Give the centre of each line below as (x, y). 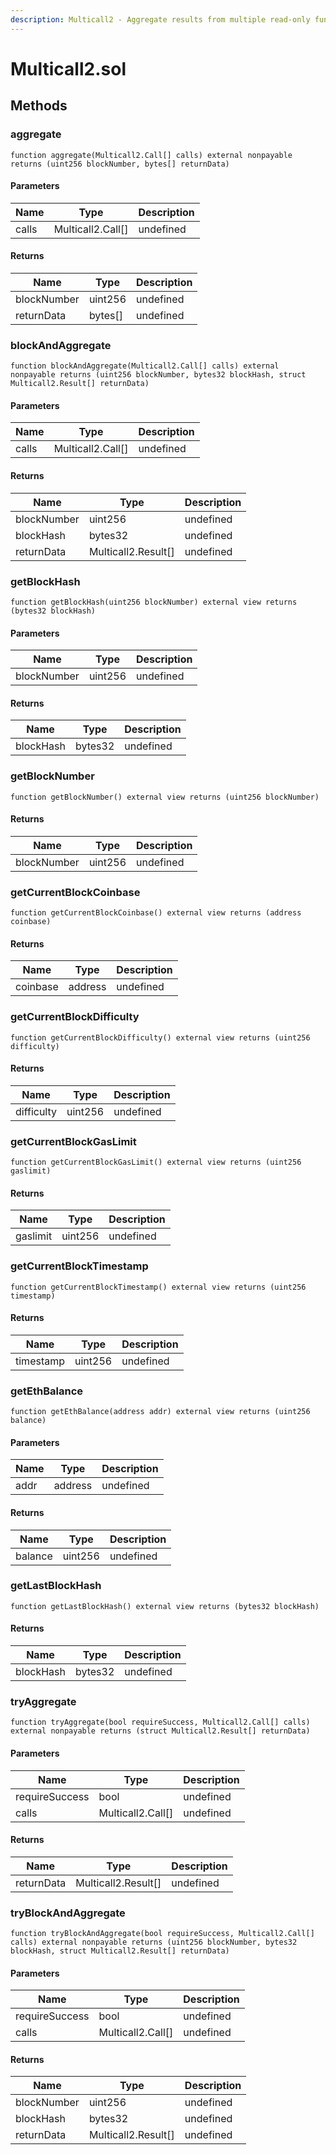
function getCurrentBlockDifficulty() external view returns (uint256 (160, 1037)
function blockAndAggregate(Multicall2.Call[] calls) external (145, 366)
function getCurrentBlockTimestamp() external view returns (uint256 (158, 1287)
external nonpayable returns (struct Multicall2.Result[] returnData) (160, 1731)
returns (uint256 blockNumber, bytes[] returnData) (120, 164)
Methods (39, 106)
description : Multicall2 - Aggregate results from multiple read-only (160, 19)
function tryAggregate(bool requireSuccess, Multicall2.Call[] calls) (160, 1722)
